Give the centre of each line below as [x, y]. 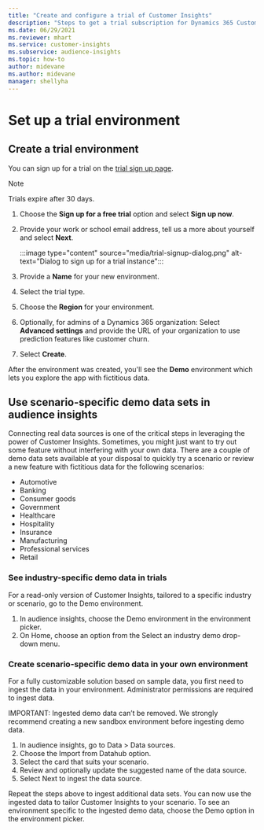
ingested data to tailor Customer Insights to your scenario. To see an [119, 802]
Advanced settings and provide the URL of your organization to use [130, 330]
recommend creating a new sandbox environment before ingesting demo [126, 721]
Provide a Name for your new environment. [89, 276]
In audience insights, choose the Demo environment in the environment [135, 618]
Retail [29, 557]
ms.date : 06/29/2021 [42, 30]
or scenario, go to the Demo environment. [76, 603]
